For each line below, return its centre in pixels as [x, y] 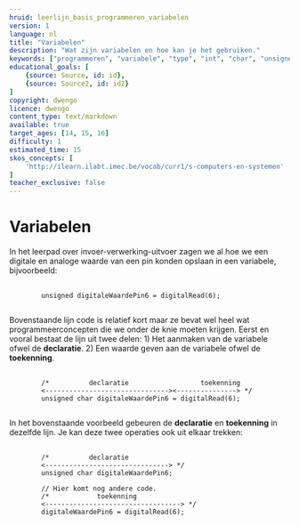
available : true [39, 125]
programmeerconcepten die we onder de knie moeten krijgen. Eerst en [139, 329]
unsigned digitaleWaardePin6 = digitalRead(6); [131, 296]
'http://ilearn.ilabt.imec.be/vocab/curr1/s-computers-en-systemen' [155, 166]
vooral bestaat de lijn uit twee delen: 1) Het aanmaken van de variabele [139, 339]
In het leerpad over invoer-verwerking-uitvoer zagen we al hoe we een [139, 252]
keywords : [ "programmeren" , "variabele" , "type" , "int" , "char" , [133, 59]
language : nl [33, 34]
